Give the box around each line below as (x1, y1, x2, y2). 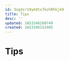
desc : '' (5, 16, 23, 21)
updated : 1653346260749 (5, 20, 53, 26)
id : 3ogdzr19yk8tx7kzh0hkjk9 (5, 7, 64, 12)
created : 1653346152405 (5, 25, 53, 30)
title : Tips (5, 12, 29, 16)
